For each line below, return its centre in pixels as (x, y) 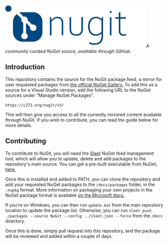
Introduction (25, 67)
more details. (19, 125)
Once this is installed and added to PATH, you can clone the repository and (83, 179)
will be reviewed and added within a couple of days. (59, 236)
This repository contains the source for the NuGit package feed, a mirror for (84, 79)
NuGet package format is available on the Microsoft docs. (65, 195)
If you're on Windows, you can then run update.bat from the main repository (84, 205)
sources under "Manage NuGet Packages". (50, 95)
